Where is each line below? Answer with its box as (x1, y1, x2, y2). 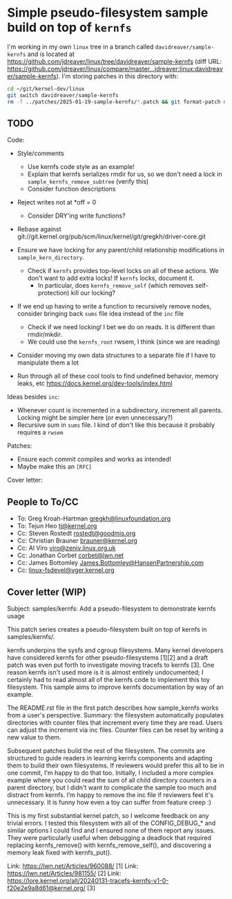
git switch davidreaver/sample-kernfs (7, 91, 119, 98)
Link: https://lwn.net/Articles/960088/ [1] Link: (7, 862, 139, 870)
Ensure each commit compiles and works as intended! (17, 455, 171, 464)
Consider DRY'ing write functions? (27, 211, 126, 220)
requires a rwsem (17, 428, 64, 437)
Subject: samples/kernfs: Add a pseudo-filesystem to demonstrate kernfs (7, 604, 216, 613)
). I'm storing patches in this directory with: (56, 71, 178, 80)
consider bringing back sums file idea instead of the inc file (17, 310, 184, 318)
